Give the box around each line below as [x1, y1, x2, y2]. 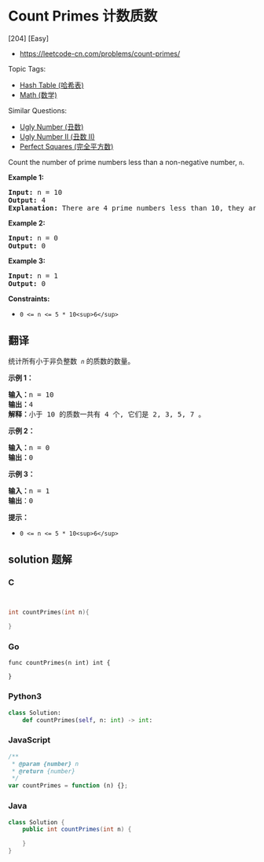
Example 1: [8, 172, 45, 182]
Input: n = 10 [8, 188, 63, 196]
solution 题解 [8, 553, 72, 567]
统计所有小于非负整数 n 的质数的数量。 [8, 356, 135, 365]
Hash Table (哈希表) [19, 80, 84, 90]
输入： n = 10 [8, 390, 54, 399]
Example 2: [8, 218, 46, 228]
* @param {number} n [11, 760, 79, 768]
